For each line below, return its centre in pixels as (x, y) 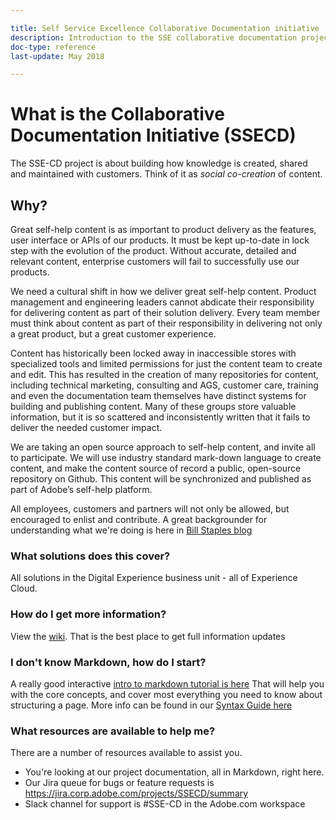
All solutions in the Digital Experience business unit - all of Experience (154, 578)
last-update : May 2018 (57, 56)
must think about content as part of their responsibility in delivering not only (166, 323)
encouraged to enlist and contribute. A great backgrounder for (139, 519)
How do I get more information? (88, 614)
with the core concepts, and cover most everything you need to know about (166, 694)
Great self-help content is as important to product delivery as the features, (163, 229)
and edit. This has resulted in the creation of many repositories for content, (164, 374)
